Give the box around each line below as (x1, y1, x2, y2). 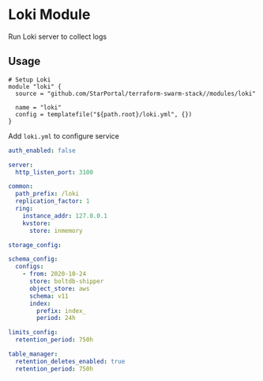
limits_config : (8, 329, 58, 337)
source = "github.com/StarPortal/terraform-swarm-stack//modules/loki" (15, 90, 257, 97)
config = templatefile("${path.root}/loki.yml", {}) (15, 110, 193, 118)
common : (8, 182, 34, 191)
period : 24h (36, 314, 77, 322)
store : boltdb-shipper (28, 277, 104, 285)
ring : (15, 204, 34, 212)
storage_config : (8, 241, 62, 249)
